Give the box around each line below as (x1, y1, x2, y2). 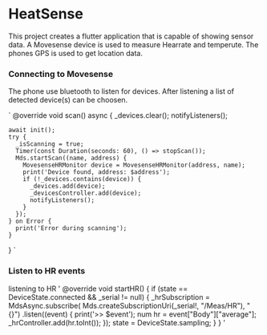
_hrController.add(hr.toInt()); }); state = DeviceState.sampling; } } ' (8, 317, 226, 327)
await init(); (8, 126, 56, 135)
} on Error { (8, 217, 52, 225)
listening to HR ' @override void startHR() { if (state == (8, 284, 188, 293)
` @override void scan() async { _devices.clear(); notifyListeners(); (8, 111, 229, 120)
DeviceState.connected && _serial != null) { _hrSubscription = (8, 292, 210, 301)
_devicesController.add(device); (29, 189, 142, 197)
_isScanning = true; (15, 140, 84, 148)
